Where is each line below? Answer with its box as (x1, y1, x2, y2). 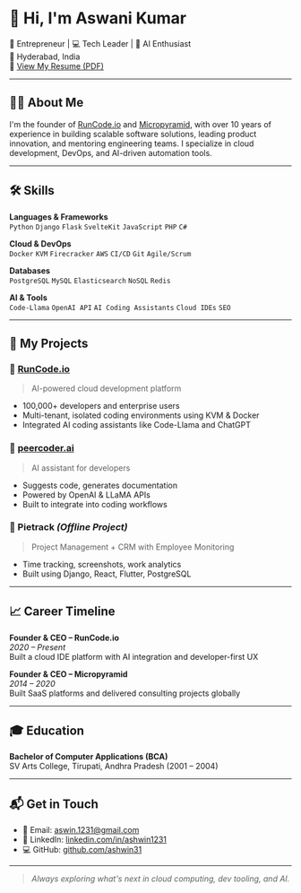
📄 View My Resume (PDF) (9, 60, 105, 71)
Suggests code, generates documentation (21, 480, 177, 490)
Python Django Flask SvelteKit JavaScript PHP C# (9, 222, 188, 231)
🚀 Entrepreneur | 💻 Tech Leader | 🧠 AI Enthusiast (9, 38, 192, 48)
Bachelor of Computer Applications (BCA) (9, 751, 168, 762)
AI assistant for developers (30, 462, 131, 473)
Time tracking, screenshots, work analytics (21, 559, 182, 569)
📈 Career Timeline (9, 604, 116, 620)
